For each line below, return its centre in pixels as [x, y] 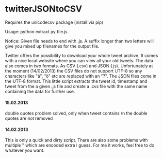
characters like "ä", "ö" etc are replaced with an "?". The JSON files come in [81, 76]
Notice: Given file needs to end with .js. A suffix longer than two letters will [79, 41]
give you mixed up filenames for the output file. [52, 46]
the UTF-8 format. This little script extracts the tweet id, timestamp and [76, 81]
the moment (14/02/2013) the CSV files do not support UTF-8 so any [73, 71]
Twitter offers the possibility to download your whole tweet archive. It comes [81, 55]
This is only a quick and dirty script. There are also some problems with [76, 140]
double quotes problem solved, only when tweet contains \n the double [76, 113]
